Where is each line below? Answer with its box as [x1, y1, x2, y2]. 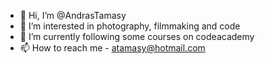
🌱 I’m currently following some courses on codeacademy [19, 31, 255, 42]
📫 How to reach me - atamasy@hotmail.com [19, 42, 206, 54]
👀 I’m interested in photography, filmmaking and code [19, 20, 241, 32]
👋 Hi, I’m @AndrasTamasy [19, 10, 127, 21]
